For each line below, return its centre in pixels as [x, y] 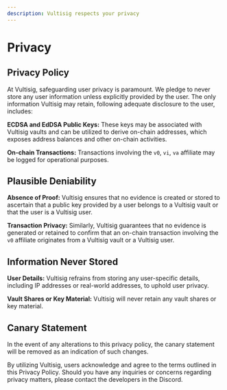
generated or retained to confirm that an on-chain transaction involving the [113, 233]
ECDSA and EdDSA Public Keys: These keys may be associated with [105, 124]
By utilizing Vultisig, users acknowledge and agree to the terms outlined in [112, 365]
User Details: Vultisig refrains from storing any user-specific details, [104, 278]
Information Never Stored [63, 262]
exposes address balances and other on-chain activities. [87, 139]
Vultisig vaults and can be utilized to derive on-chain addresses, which [107, 132]
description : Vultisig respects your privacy [73, 13]
